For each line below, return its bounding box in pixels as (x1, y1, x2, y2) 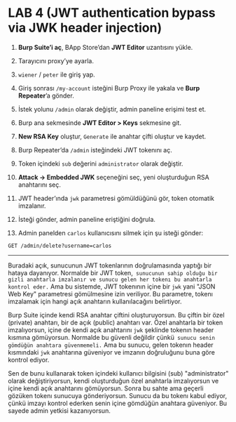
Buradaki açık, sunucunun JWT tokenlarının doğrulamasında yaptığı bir (8, 261, 212, 270)
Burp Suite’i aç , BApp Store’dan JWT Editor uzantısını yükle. (18, 43, 193, 51)
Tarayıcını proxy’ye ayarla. (18, 56, 94, 65)
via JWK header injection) (8, 20, 162, 36)
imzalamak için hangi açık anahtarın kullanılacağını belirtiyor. (8, 297, 182, 305)
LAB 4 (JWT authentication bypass (8, 5, 216, 21)
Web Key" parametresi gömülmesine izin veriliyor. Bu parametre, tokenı (8, 289, 213, 298)
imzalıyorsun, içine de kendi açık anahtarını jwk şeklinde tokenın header (8, 325, 214, 334)
